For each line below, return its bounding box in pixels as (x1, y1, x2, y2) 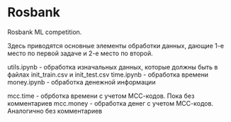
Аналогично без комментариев (7, 106, 103, 115)
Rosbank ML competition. (7, 28, 82, 36)
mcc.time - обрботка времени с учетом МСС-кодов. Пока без (7, 91, 195, 100)
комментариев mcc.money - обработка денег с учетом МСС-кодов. (7, 99, 214, 107)
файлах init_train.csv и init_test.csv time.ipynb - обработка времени (7, 70, 209, 79)
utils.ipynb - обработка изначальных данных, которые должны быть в (7, 62, 218, 71)
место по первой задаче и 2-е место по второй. (7, 49, 154, 57)
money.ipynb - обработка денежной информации (7, 77, 156, 86)
